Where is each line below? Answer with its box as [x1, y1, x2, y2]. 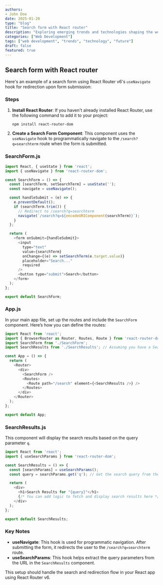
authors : [5, 7, 23, 12]
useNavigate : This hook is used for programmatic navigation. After [12, 539, 147, 545]
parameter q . [5, 440, 31, 446]
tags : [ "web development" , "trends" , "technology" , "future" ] [5, 39, 133, 44]
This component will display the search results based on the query [5, 435, 138, 440]
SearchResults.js [5, 424, 46, 431]
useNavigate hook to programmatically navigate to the [12, 136, 120, 142]
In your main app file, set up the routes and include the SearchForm [5, 317, 137, 323]
